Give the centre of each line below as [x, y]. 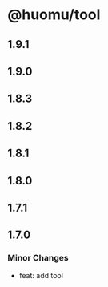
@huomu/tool [54, 15]
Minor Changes [38, 258]
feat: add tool [41, 275]
